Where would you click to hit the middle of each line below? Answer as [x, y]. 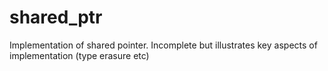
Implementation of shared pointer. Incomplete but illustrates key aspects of [163, 45]
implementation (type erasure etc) [79, 55]
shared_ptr [56, 17]
